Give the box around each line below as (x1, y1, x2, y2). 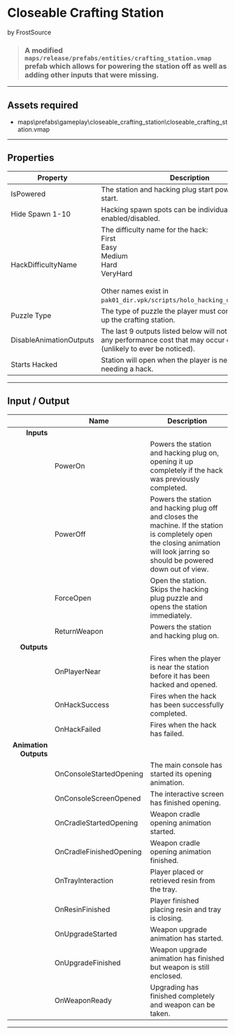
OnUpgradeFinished (55, 957, 121, 967)
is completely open (150, 529, 213, 539)
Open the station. (150, 575, 207, 585)
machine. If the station (150, 520, 224, 530)
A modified (24, 45, 63, 55)
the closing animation (150, 537, 221, 547)
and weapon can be (150, 999, 215, 1009)
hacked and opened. (150, 680, 218, 689)
